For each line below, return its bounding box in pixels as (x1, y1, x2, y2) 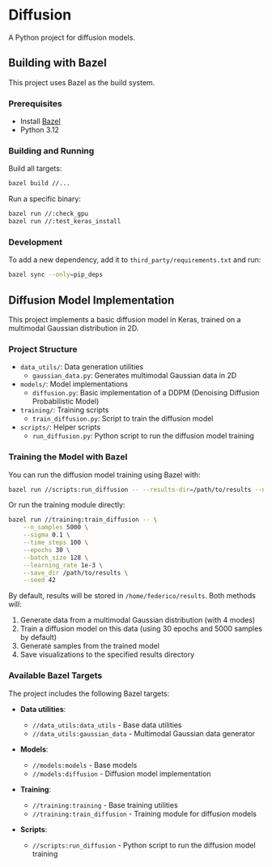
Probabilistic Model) (32, 396, 100, 407)
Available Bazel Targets (8, 670, 103, 681)
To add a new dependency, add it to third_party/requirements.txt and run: (8, 255, 261, 265)
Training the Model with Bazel (8, 451, 128, 463)
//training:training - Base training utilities (32, 800, 178, 809)
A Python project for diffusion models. (8, 32, 136, 42)
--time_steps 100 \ (23, 538, 89, 547)
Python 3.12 (19, 125, 59, 135)
